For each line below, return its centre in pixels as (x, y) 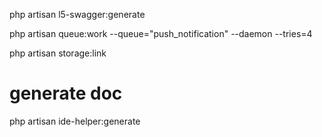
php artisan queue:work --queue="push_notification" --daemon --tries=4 (161, 33)
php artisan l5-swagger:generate (77, 14)
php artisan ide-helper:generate (75, 121)
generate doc (66, 93)
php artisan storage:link (58, 53)
